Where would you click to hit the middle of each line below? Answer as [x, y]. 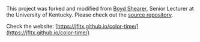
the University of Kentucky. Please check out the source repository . [90, 15]
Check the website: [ [32, 26]
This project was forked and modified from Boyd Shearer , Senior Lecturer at [100, 9]
